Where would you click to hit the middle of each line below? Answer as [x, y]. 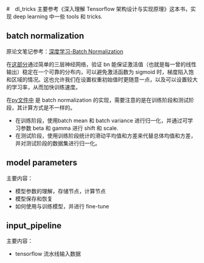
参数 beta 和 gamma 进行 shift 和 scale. [69, 128]
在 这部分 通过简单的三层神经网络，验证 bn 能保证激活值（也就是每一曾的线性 [101, 64]
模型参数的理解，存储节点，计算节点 [60, 191]
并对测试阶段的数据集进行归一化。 [58, 143]
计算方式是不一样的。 [49, 108]
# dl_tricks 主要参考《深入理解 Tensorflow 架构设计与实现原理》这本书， [99, 9]
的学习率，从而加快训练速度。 [43, 87]
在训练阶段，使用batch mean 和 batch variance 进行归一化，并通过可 [101, 120]
